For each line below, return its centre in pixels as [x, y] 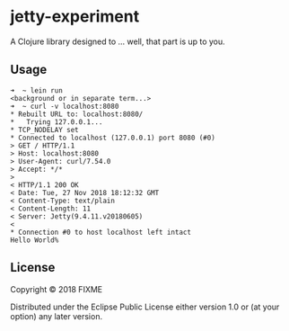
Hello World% [35, 240]
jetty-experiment [75, 17]
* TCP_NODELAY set [44, 130]
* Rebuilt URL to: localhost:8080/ [77, 114]
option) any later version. [56, 316]
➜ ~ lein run [37, 90]
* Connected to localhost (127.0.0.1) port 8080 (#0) [113, 138]
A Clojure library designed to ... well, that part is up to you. [118, 41]
